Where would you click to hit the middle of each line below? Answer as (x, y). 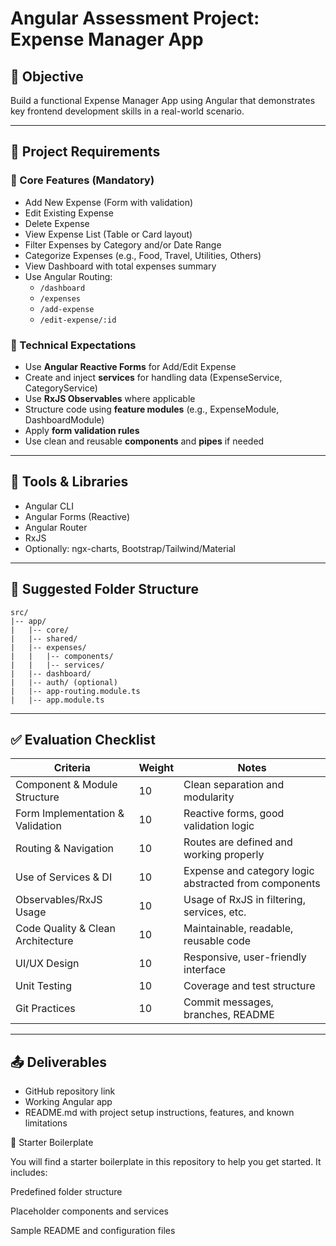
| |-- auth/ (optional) (64, 682)
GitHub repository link (70, 1091)
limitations (46, 1123)
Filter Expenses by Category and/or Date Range (123, 244)
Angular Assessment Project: (135, 18)
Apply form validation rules (82, 430)
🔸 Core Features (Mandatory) (82, 180)
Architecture (44, 941)
